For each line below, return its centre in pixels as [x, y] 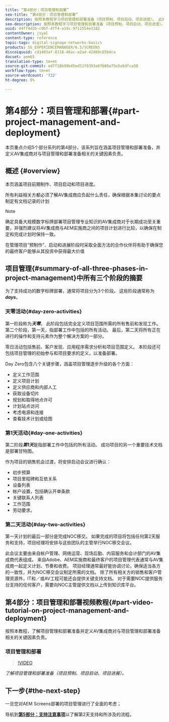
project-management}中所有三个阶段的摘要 [74, 278]
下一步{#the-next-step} [43, 691]
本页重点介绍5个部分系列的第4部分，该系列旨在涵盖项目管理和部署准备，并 [83, 147]
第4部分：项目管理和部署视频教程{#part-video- [79, 602]
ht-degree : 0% [20, 80]
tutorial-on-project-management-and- [67, 610]
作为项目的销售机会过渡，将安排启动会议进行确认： [58, 462]
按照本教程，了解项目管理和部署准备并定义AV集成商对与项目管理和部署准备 [83, 631]
